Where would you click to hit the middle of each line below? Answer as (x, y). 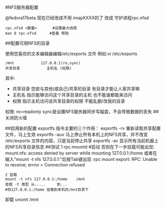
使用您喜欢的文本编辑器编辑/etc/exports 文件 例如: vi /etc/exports (71, 54)
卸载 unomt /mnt (22, 199)
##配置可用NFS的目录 (28, 43)
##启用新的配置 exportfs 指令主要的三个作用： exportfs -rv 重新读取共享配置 (83, 128)
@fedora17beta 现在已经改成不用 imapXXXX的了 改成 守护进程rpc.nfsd (77, 18)
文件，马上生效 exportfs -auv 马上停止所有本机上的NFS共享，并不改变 (77, 134)
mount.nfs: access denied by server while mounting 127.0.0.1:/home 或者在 (81, 153)
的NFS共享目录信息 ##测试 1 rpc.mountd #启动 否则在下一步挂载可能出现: (80, 147)
